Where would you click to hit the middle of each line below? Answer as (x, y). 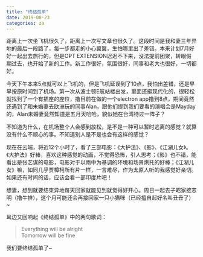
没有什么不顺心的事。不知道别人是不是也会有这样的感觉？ (78, 135)
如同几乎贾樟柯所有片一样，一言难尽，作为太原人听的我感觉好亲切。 (112, 170)
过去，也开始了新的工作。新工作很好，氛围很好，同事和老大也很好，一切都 (104, 63)
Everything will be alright (52, 229)
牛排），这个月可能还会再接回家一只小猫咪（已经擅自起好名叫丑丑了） (108, 198)
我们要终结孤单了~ (29, 248)
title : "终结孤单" (28, 12)
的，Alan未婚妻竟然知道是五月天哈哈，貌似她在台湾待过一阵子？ (86, 114)
